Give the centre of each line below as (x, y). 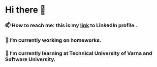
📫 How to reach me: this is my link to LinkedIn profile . (71, 25)
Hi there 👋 (25, 10)
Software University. (30, 59)
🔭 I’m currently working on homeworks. (53, 40)
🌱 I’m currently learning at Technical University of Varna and (79, 53)
